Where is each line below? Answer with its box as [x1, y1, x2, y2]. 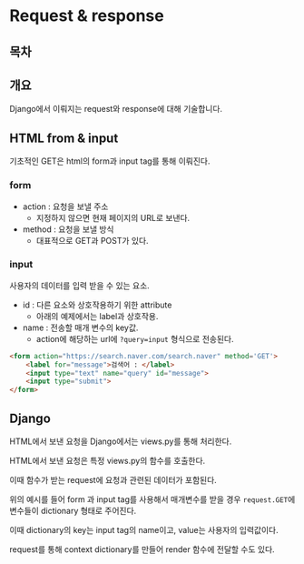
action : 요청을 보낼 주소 [22, 201, 109, 212]
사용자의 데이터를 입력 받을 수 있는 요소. [9, 279, 150, 291]
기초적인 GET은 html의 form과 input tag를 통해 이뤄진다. [9, 156, 211, 166]
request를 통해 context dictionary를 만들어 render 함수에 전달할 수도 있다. [9, 543, 275, 555]
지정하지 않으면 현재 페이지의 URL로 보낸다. [35, 212, 191, 223]
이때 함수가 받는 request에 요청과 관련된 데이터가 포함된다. [9, 474, 218, 485]
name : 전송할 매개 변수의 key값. [22, 322, 139, 333]
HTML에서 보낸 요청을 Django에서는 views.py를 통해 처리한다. [9, 436, 232, 447]
